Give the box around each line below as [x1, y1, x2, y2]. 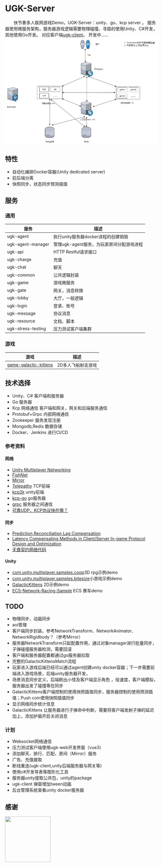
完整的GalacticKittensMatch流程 [12, 659, 77, 664]
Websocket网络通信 [12, 738, 52, 744]
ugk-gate [7, 287, 27, 293]
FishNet [12, 472, 28, 478]
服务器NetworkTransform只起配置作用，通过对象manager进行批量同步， [12, 640, 157, 646]
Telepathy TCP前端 [12, 483, 50, 489]
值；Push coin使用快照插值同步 [12, 695, 75, 701]
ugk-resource [7, 318, 35, 324]
